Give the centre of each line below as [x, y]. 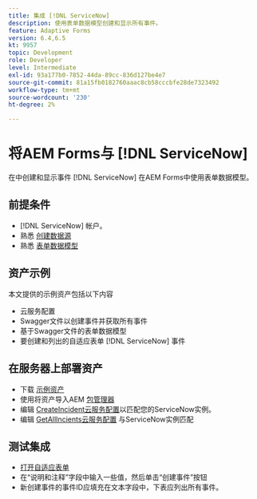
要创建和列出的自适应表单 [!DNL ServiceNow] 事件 [103, 341]
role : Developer [35, 61]
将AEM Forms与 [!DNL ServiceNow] [128, 154]
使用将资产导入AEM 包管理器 [67, 399]
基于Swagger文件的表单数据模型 [73, 331]
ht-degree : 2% [32, 105]
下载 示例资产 [42, 389]
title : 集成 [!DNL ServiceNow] [59, 16]
